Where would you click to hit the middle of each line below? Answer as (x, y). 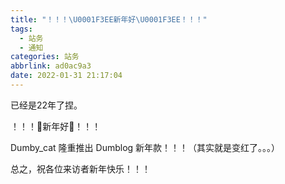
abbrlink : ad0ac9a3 (51, 66)
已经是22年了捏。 (46, 105)
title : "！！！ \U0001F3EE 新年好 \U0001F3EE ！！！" (109, 19)
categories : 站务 (45, 57)
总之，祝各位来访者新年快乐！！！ (80, 168)
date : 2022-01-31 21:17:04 (66, 76)
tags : (21, 29)
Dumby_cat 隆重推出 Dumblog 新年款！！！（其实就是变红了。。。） (145, 147)
